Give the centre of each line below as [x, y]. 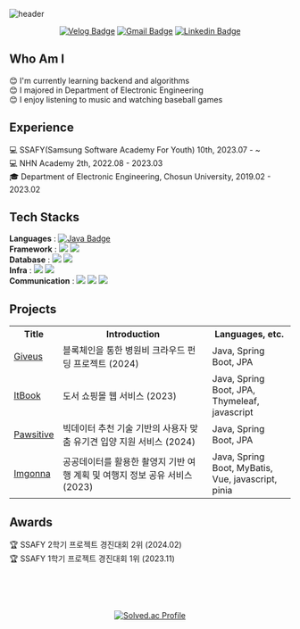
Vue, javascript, [245, 479]
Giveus [28, 357]
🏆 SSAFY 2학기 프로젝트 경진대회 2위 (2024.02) [96, 545]
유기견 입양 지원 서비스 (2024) [134, 442]
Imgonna [32, 474]
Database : [30, 260]
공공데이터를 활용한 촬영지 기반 [124, 462]
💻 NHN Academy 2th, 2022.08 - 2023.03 [86, 163]
